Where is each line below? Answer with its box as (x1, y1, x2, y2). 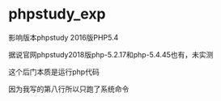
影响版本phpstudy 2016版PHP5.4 (8, 32, 119, 42)
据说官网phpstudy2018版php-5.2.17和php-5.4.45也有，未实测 (8, 49, 214, 59)
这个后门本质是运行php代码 (8, 66, 100, 77)
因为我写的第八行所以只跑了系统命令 (8, 84, 130, 94)
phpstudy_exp (8, 5, 107, 23)
